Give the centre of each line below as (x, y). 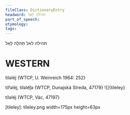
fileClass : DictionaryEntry (35, 10)
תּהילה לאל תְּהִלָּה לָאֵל (26, 43)
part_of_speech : (22, 19)
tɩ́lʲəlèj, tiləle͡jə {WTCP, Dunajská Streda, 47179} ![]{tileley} (65, 88)
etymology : (17, 24)
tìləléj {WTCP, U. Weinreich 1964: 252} (45, 78)
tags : (11, 29)
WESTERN (27, 64)
